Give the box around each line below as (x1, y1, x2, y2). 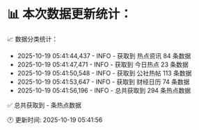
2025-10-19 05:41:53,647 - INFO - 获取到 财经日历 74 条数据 (17, 77, 190, 86)
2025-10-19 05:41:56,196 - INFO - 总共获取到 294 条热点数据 (17, 86, 191, 94)
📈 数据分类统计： (7, 35, 58, 43)
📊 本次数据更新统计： (7, 6, 132, 22)
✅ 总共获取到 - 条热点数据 (7, 101, 82, 109)
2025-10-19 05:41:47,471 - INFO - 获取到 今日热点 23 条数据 (17, 60, 189, 68)
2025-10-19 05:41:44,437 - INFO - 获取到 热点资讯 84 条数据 (17, 51, 191, 59)
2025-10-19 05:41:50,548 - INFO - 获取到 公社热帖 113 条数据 (17, 68, 192, 77)
